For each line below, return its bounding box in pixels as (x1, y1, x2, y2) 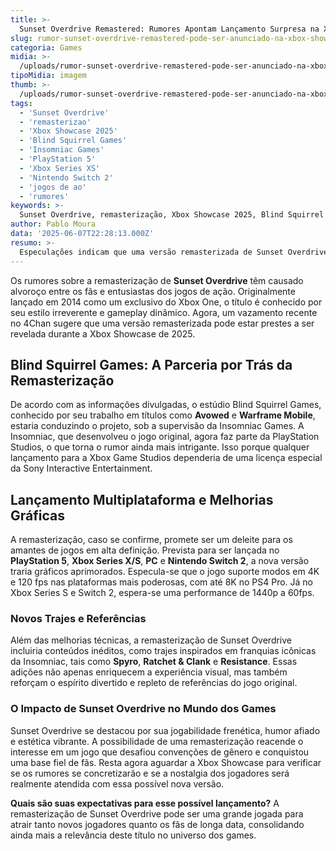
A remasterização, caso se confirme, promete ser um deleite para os (10, 534, 293, 546)
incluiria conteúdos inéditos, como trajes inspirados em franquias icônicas (10, 645, 317, 657)
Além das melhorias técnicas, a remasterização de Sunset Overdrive (10, 634, 293, 646)
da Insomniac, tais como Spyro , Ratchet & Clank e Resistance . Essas (10, 656, 298, 668)
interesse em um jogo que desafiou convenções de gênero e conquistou (10, 746, 310, 758)
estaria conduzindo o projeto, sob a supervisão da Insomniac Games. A (10, 420, 305, 432)
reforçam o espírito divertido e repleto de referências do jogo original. (10, 677, 298, 689)
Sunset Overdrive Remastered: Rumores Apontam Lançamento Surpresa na (19, 24, 320, 34)
